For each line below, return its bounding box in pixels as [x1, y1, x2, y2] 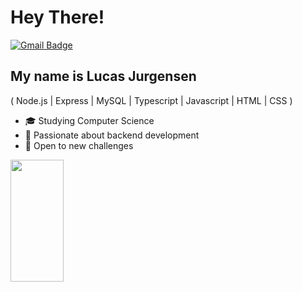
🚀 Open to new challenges [24, 139, 134, 151]
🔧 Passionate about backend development [24, 129, 200, 141]
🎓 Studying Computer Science [24, 114, 155, 126]
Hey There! [10, 6, 105, 29]
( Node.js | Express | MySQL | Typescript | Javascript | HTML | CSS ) [10, 94, 293, 106]
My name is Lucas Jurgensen [10, 68, 197, 85]
